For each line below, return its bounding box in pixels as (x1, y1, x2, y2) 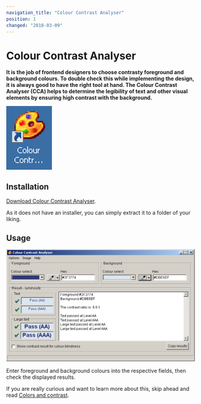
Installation (6, 182, 49, 192)
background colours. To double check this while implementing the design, (6, 75, 194, 82)
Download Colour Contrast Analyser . (6, 198, 96, 205)
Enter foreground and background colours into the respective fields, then (6, 367, 187, 374)
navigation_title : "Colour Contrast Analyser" (6, 10, 124, 16)
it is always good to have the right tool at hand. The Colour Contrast (6, 82, 178, 89)
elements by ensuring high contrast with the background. (6, 94, 153, 101)
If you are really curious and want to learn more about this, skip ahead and (6, 385, 190, 392)
